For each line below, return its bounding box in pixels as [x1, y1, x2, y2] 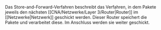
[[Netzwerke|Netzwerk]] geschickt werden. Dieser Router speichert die [5, 15, 147, 20]
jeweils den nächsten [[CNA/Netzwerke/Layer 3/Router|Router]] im [5, 9, 139, 15]
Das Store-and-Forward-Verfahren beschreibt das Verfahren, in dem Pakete [5, 4, 156, 10]
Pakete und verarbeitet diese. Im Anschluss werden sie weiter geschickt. [5, 19, 150, 25]
